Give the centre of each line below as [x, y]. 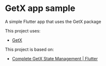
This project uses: [23, 31]
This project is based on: [30, 49]
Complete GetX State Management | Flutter [55, 58]
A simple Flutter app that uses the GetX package [53, 22]
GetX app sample [40, 8]
